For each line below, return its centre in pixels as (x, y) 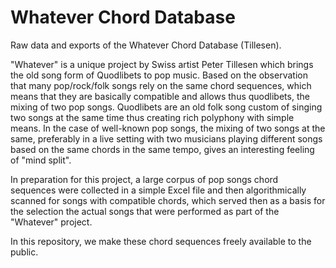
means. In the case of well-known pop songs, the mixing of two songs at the (168, 128)
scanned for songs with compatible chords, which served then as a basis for (168, 200)
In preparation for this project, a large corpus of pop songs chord (144, 179)
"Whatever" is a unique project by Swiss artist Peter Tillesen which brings (162, 64)
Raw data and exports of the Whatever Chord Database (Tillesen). (146, 45)
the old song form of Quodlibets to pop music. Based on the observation (159, 75)
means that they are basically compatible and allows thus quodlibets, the (160, 96)
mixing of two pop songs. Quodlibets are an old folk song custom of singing (166, 107)
